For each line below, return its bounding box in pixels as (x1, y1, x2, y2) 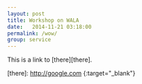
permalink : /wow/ (7, 29, 58, 37)
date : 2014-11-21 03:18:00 (7, 23, 92, 30)
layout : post (7, 10, 45, 17)
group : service (7, 36, 52, 43)
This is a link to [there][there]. (7, 55, 93, 64)
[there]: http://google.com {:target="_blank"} (7, 69, 136, 78)
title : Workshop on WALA (7, 17, 79, 24)
